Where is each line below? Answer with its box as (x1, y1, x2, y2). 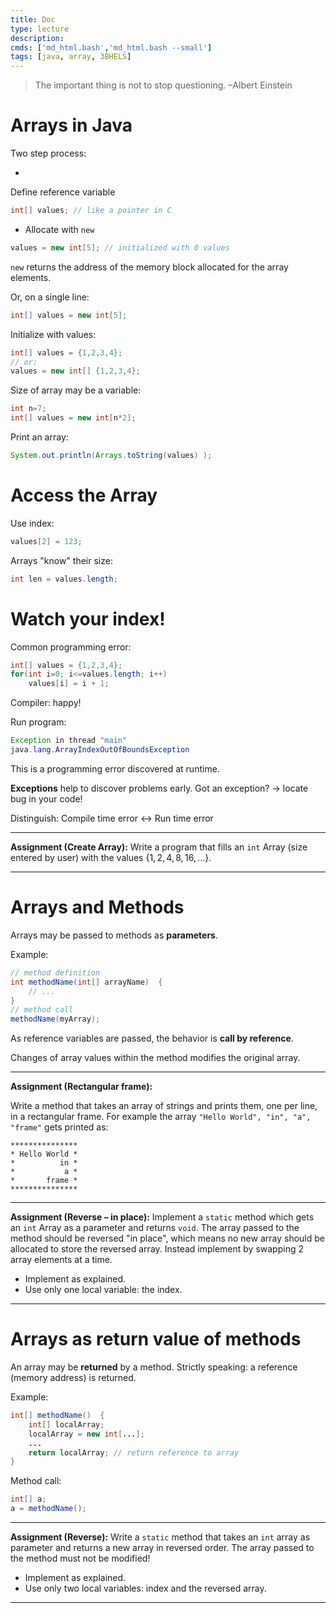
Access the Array (10, 484, 158, 507)
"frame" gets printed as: (10, 1121, 109, 1133)
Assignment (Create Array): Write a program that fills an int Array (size (10, 841, 308, 853)
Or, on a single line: (10, 291, 90, 303)
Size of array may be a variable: (10, 384, 142, 396)
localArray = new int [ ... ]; (28, 1429, 145, 1439)
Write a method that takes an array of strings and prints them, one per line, (10, 1100, 318, 1112)
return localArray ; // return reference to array (28, 1447, 240, 1458)
